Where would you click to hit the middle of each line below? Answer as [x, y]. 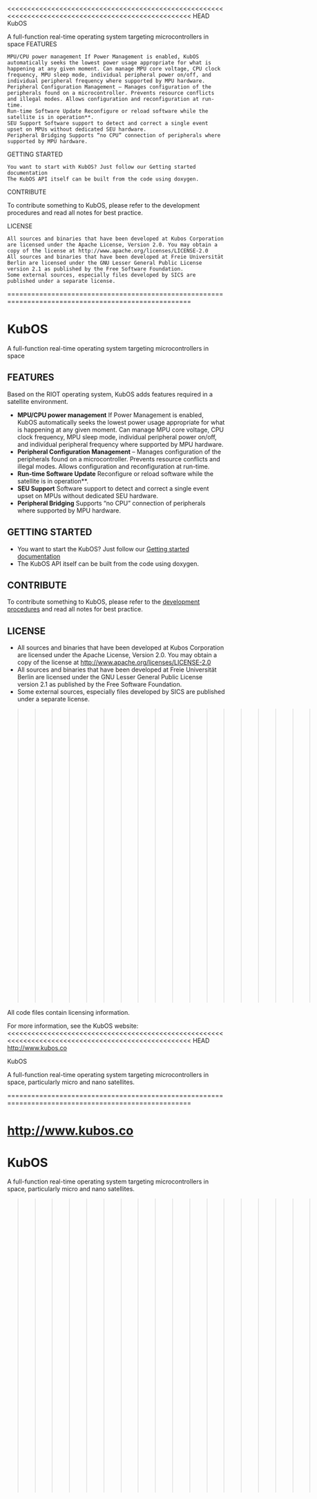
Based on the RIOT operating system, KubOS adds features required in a [110, 394]
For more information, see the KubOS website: [73, 1026]
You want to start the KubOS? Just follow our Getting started [103, 549]
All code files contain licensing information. [68, 1013]
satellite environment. [38, 401]
